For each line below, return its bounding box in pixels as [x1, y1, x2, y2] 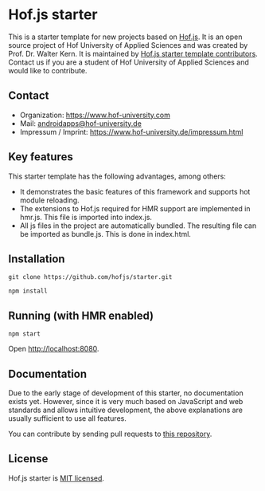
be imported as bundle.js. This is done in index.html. [19, 229, 191, 238]
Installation [8, 252, 65, 265]
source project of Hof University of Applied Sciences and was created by [8, 40, 248, 49]
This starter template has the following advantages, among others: [8, 171, 227, 181]
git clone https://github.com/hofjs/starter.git [8, 273, 173, 281]
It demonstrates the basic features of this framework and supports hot [19, 187, 251, 196]
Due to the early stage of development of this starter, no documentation [8, 388, 244, 398]
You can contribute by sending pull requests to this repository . [8, 429, 212, 438]
